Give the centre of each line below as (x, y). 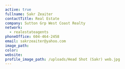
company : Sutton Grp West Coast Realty (45, 23)
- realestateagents (29, 32)
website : (14, 55)
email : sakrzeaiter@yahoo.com (36, 41)
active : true (18, 9)
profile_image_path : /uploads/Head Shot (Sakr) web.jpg (62, 59)
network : (14, 28)
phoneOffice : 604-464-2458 (32, 37)
